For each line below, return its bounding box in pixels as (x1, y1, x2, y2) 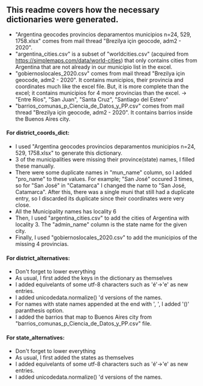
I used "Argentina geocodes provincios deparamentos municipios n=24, (15, 143, 196, 150)
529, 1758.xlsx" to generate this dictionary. (15, 149, 123, 157)
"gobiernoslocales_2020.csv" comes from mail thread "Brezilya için (15, 70, 185, 77)
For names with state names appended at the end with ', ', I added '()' (15, 300, 190, 308)
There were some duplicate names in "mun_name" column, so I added (15, 169, 192, 176)
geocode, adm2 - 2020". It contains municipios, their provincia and (15, 76, 184, 83)
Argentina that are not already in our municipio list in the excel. (15, 63, 173, 70)
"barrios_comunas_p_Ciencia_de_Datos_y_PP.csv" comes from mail (15, 102, 185, 109)
